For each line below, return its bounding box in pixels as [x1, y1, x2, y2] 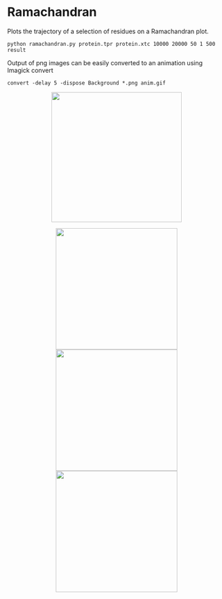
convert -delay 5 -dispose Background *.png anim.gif [7, 79, 166, 87]
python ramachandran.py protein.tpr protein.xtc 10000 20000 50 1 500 [7, 40, 216, 47]
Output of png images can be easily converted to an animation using [7, 58, 203, 67]
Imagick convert [7, 66, 53, 74]
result [7, 46, 26, 53]
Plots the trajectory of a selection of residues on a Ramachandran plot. [7, 27, 210, 35]
